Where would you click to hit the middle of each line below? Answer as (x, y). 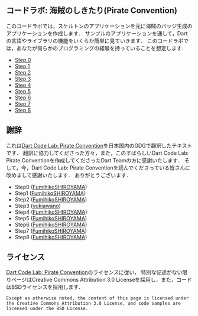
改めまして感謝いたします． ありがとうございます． (69, 175)
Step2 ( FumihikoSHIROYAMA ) (51, 199)
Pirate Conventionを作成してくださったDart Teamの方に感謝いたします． (95, 160)
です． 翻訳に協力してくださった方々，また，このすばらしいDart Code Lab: (98, 153)
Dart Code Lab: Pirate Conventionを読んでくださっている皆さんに (111, 168)
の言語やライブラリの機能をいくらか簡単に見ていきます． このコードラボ (95, 41)
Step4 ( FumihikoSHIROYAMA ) (51, 212)
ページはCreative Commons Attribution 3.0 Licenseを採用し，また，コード (101, 280)
